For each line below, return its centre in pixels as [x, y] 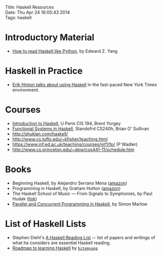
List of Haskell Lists [46, 224]
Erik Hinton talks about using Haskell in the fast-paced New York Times [84, 84]
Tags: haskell [18, 17]
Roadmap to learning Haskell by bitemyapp [55, 248]
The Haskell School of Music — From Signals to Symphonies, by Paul [82, 193]
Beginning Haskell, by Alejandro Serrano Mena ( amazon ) [70, 183]
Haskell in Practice [44, 71]
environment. [26, 90]
